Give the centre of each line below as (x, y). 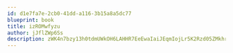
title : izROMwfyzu (34, 26)
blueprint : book (31, 20)
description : (26, 39)
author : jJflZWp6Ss (35, 33)
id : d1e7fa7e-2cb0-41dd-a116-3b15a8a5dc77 (69, 13)
